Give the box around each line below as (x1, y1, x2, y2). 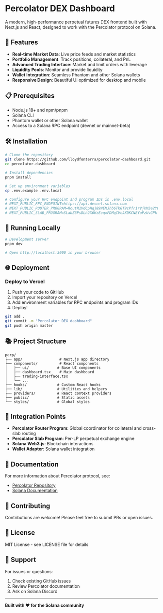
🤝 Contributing (5, 502, 50, 510)
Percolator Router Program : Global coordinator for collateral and (12, 425, 142, 431)
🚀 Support (5, 556, 36, 564)
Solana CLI (12, 112, 34, 118)
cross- (142, 425, 156, 431)
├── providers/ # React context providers (5, 391, 112, 396)
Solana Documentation (12, 488, 58, 493)
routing (21, 431, 36, 437)
